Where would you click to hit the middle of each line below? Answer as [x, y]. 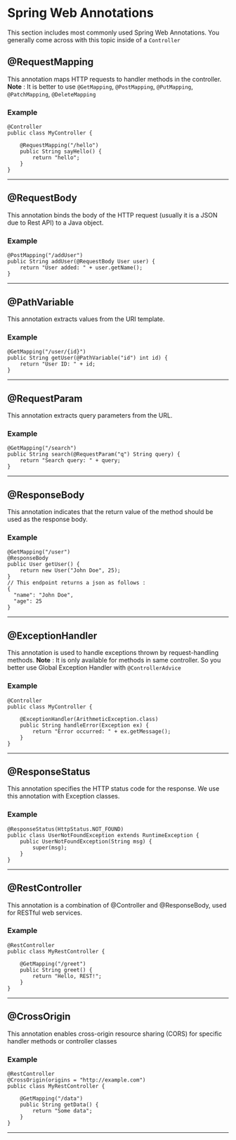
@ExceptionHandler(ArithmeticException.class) [89, 719]
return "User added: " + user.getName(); [81, 268]
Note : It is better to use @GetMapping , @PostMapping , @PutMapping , [100, 87]
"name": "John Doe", [44, 595]
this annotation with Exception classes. [64, 796]
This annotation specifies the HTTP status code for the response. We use [113, 789]
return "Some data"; [63, 1110]
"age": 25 [28, 601]
